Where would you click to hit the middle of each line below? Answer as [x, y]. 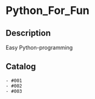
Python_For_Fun [47, 11]
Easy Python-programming [39, 47]
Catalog [21, 67]
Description [28, 33]
